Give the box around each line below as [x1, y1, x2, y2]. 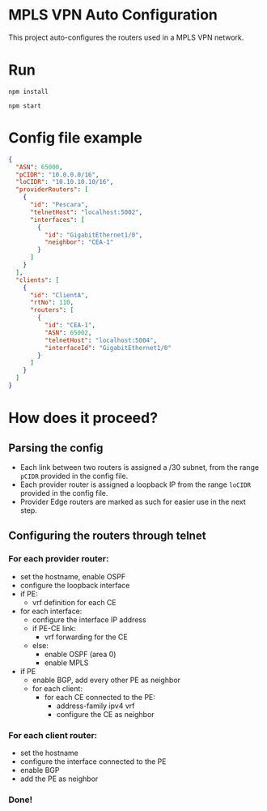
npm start [8, 101, 42, 110]
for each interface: [19, 606, 83, 616]
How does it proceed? [8, 409, 159, 427]
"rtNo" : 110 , [29, 298, 74, 307]
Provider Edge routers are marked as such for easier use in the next [19, 497, 247, 506]
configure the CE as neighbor [56, 709, 155, 719]
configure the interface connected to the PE [19, 756, 167, 766]
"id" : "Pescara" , [29, 201, 89, 209]
